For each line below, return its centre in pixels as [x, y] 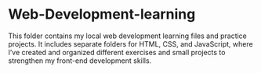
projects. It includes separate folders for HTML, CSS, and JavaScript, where [130, 43]
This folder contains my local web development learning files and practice [127, 36]
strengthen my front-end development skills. [80, 61]
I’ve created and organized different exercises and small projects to [117, 52]
